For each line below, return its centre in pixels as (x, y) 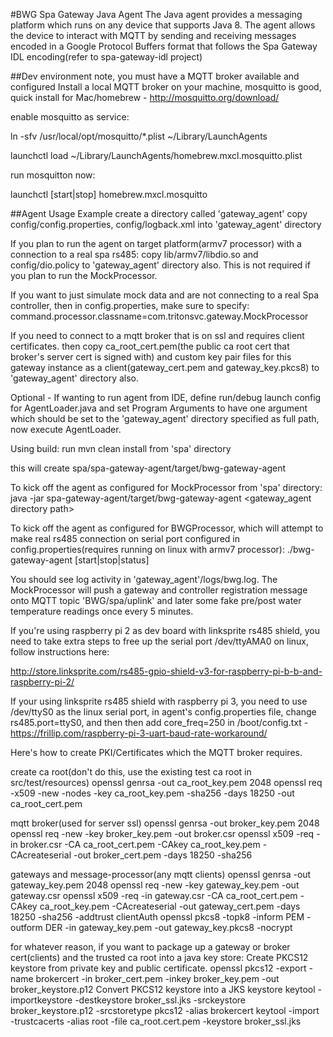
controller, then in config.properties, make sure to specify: (130, 305)
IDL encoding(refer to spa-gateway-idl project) (106, 57)
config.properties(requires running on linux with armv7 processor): (148, 549)
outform (26, 927)
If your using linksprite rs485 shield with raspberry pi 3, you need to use (159, 701)
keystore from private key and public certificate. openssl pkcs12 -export (158, 968)
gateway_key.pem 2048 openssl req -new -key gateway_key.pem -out (155, 885)
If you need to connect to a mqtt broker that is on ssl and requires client (157, 335)
